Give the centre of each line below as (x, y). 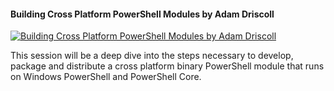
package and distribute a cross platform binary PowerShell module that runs (167, 66)
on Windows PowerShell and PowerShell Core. (106, 77)
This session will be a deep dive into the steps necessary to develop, (152, 56)
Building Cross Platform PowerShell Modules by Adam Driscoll (142, 14)
